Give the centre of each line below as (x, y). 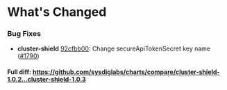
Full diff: (19, 72)
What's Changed (57, 12)
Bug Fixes (24, 34)
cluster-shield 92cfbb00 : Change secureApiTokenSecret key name (114, 48)
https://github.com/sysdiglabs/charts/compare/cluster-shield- (126, 72)
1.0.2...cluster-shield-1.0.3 (47, 80)
